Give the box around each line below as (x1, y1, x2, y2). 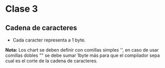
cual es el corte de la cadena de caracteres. (5, 58, 98, 64)
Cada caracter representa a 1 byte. (12, 37, 86, 43)
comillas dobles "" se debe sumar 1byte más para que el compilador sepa (5, 52, 160, 58)
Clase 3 (5, 3, 38, 15)
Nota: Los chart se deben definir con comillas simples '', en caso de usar (5, 47, 159, 53)
